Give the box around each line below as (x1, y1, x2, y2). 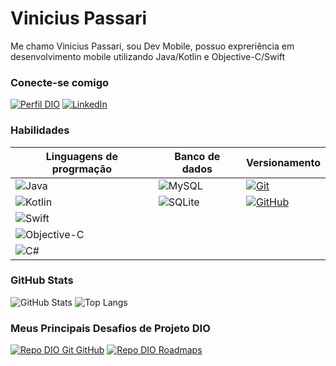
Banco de (174, 149, 221, 163)
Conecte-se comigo (10, 75, 110, 89)
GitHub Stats (10, 273, 74, 287)
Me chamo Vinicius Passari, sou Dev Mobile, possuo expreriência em (10, 40, 295, 52)
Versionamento (246, 155, 321, 169)
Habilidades (10, 123, 70, 137)
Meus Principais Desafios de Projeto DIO (10, 321, 211, 335)
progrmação (51, 162, 113, 176)
